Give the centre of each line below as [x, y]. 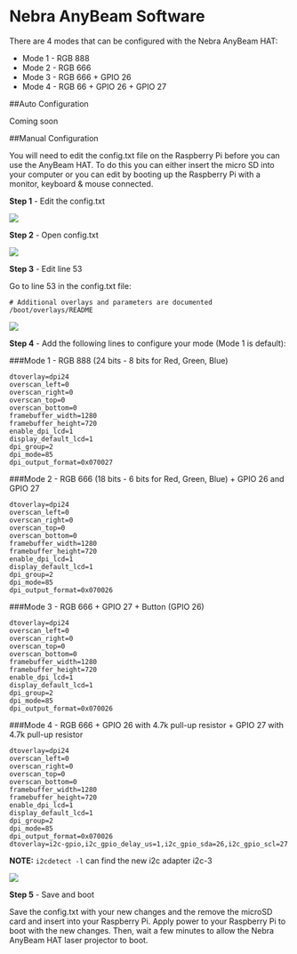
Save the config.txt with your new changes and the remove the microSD [141, 911]
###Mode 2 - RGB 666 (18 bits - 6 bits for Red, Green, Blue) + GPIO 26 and [147, 478]
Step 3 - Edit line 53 [46, 269]
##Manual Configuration [54, 138]
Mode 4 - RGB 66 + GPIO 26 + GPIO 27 [94, 86]
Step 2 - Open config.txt [54, 235]
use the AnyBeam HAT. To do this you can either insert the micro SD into [142, 164]
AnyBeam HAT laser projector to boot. [79, 940]
